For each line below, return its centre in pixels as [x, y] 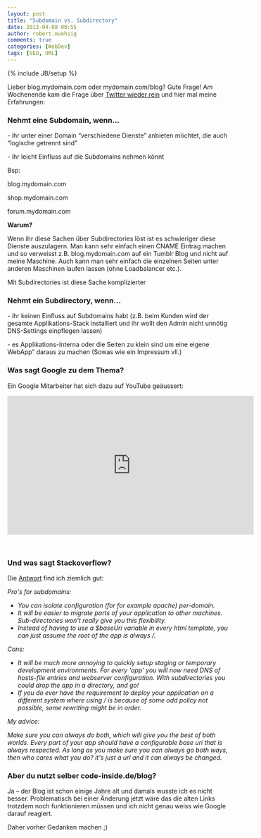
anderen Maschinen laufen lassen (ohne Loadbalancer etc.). [94, 269]
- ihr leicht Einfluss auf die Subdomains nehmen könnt [86, 157]
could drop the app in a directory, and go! [78, 686]
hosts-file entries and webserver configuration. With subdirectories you [121, 678]
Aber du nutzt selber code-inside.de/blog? [82, 775]
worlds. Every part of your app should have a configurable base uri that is [115, 743]
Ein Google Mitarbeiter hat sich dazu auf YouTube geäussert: [96, 386]
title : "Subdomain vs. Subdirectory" [63, 20]
